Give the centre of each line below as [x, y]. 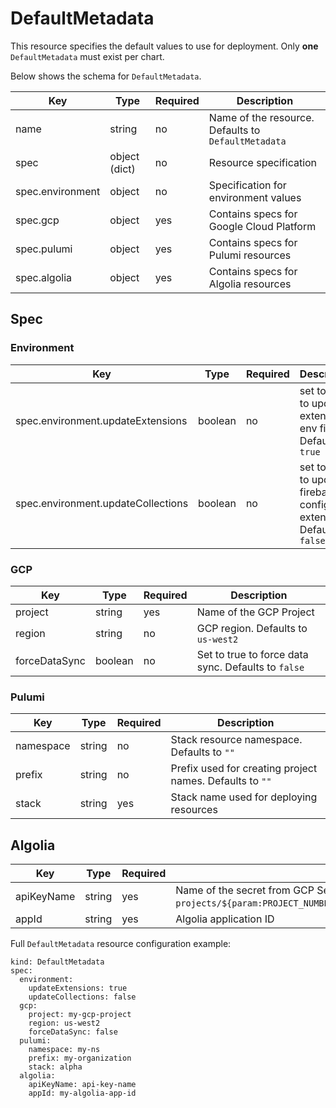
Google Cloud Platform [262, 226]
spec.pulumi [44, 249]
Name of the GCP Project [255, 612]
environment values [255, 197]
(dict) [122, 169]
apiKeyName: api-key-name [82, 1085]
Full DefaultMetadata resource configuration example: [121, 944]
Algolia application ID [225, 919]
